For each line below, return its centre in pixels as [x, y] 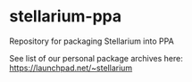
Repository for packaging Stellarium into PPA [92, 41]
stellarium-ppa [66, 16]
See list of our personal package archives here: [96, 58]
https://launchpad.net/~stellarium [71, 68]
